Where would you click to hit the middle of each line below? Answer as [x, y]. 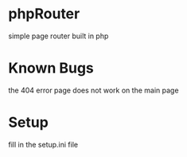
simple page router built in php [58, 36]
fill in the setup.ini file [43, 144]
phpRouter [44, 14]
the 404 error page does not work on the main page [93, 90]
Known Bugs [51, 68]
